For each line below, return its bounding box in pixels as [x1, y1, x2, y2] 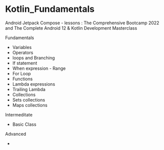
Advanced [5, 131, 26, 137]
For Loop [12, 70, 31, 76]
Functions [12, 76, 33, 82]
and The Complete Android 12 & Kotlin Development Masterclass [5, 25, 138, 31]
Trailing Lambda [12, 86, 46, 92]
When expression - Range [12, 65, 66, 71]
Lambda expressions [12, 81, 56, 87]
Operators [12, 50, 33, 55]
